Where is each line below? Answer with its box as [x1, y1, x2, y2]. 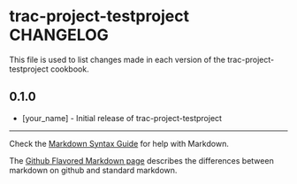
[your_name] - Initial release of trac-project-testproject [21, 112, 223, 123]
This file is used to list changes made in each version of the [9, 54, 225, 65]
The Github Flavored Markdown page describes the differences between [9, 155, 274, 165]
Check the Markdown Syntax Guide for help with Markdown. [9, 138, 230, 149]
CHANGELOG [9, 25, 109, 45]
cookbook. [49, 64, 90, 74]
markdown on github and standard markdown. [9, 165, 178, 175]
